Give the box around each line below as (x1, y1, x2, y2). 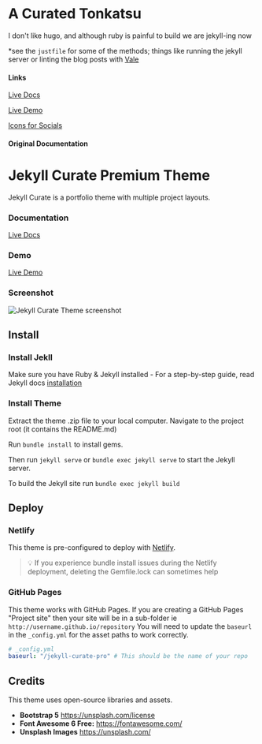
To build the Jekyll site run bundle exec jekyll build (8, 478, 180, 488)
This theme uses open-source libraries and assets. (8, 695, 173, 705)
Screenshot (8, 287, 54, 298)
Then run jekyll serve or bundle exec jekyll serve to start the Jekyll (8, 454, 235, 464)
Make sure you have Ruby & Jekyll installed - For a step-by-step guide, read (8, 370, 255, 379)
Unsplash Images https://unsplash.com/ (19, 727, 151, 737)
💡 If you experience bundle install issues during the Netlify (27, 558, 218, 568)
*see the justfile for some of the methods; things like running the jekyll (8, 46, 242, 55)
